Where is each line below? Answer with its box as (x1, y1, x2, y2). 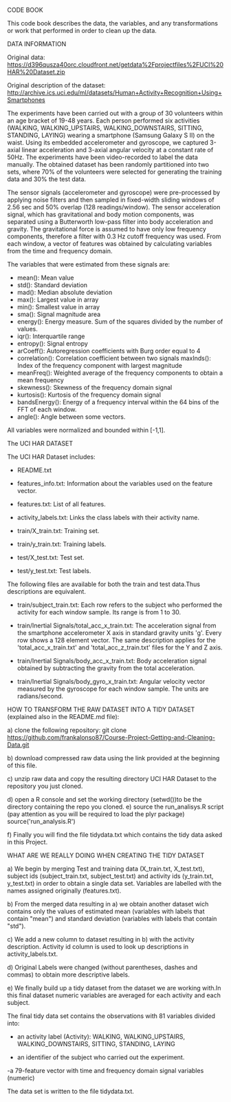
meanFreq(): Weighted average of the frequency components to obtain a (16, 368, 223, 377)
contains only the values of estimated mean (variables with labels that (7, 907, 205, 915)
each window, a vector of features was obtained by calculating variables (7, 240, 212, 247)
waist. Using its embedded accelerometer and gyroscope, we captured (7, 138, 208, 147)
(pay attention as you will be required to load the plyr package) (7, 810, 185, 818)
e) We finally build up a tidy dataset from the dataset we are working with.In (7, 984, 221, 992)
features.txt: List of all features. (16, 500, 106, 508)
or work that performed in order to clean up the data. (7, 27, 157, 34)
